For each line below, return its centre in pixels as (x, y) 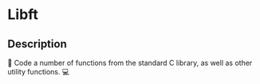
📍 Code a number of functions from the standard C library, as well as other (130, 63)
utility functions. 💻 (38, 72)
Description (37, 44)
